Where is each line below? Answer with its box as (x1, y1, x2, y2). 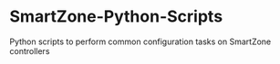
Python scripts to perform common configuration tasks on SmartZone (9, 36, 272, 47)
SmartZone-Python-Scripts (9, 6, 223, 27)
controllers (9, 45, 50, 56)
